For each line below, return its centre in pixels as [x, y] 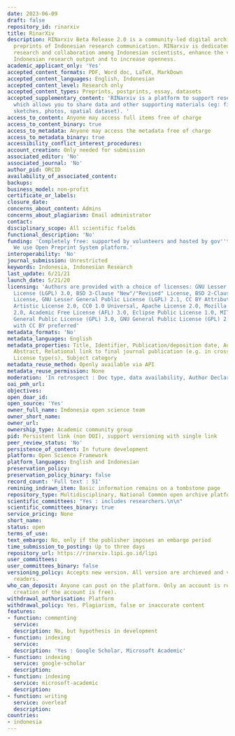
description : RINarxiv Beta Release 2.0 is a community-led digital [109, 40]
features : [22, 612]
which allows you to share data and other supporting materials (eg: [117, 105]
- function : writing [37, 696]
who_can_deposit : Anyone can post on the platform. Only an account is [114, 585]
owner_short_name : [34, 417]
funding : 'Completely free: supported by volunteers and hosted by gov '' [117, 241]
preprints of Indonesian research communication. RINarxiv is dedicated [122, 46]
